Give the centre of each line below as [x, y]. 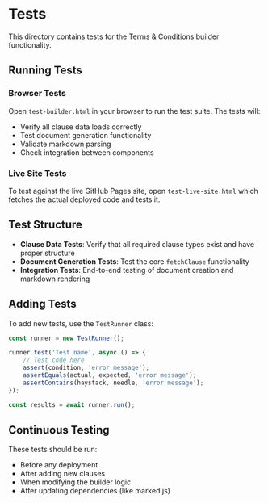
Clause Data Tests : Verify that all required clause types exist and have [137, 244]
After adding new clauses [63, 474]
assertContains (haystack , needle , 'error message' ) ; [113, 383]
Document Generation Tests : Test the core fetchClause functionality [135, 261]
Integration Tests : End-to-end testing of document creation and [127, 270]
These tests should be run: [53, 450]
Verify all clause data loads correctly [81, 127]
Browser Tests [37, 94]
